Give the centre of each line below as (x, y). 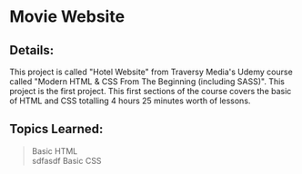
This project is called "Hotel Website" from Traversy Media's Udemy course (151, 72)
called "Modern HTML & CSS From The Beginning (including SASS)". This (147, 82)
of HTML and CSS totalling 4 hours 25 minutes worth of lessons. (130, 101)
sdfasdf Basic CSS (66, 160)
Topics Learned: (56, 129)
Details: (32, 50)
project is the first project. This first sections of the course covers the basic (151, 91)
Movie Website (67, 17)
